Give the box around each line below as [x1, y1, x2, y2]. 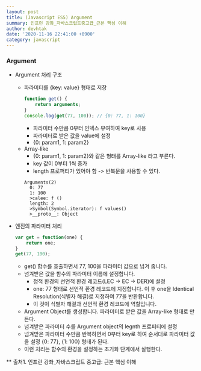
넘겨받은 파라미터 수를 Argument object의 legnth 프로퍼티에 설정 [23, 323, 178, 330]
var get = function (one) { [14, 234, 83, 240]
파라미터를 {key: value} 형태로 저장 [23, 84, 107, 91]
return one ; [26, 240, 56, 246]
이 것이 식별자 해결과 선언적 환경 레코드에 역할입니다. [32, 301, 157, 308]
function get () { [23, 96, 68, 102]
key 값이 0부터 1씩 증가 [32, 160, 87, 167]
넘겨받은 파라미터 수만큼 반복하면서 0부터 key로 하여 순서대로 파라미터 [23, 331, 189, 338]
